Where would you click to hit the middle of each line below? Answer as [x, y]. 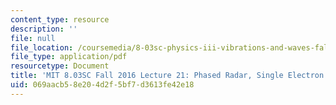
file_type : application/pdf [69, 57]
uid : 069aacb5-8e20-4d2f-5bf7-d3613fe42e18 [102, 85]
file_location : [42, 47]
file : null [33, 38]
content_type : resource [60, 19]
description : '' [44, 29]
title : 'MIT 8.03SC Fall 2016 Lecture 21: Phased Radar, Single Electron [167, 76]
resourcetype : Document [60, 66]
